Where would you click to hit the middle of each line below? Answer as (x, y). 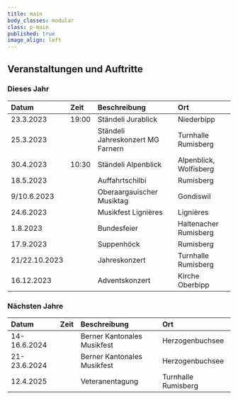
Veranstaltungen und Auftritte (75, 69)
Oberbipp (194, 285)
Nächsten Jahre (35, 306)
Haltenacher (198, 224)
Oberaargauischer (127, 192)
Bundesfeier (118, 228)
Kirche (189, 275)
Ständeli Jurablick (127, 119)
